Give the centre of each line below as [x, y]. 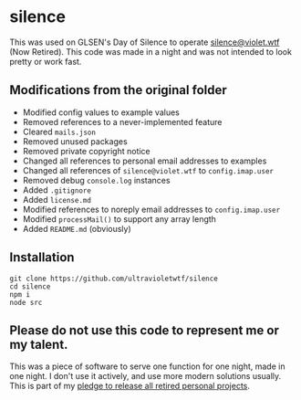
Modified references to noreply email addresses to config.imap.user [151, 209]
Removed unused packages [75, 141]
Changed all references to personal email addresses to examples [145, 161]
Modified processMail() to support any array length [119, 219]
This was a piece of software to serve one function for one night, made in [147, 366]
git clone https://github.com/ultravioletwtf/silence [114, 279]
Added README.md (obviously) [77, 228]
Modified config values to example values [101, 112]
